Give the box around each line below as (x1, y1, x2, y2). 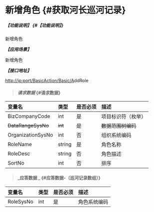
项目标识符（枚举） (101, 113, 147, 120)
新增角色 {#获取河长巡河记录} (5, 4, 126, 16)
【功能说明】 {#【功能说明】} (5, 22, 64, 28)
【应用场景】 (5, 46, 31, 52)
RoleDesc (7, 150, 30, 157)
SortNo (7, 160, 25, 167)
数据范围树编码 (101, 123, 137, 130)
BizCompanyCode (7, 113, 51, 120)
